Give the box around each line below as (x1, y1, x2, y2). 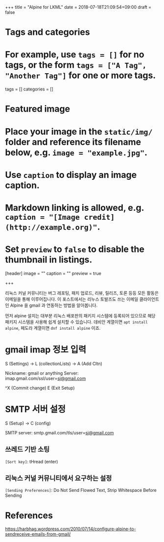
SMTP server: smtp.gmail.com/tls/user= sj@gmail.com (5, 429, 114, 435)
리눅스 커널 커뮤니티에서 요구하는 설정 (5, 474, 112, 482)
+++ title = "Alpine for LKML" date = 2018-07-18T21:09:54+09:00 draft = (5, 4, 152, 10)
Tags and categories (5, 27, 90, 38)
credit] (84, 212, 115, 222)
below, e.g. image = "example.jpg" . (5, 147, 148, 158)
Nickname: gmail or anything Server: (5, 370, 79, 376)
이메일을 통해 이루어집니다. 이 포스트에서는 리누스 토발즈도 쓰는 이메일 (5, 296, 139, 302)
